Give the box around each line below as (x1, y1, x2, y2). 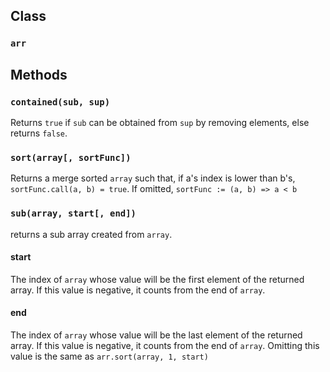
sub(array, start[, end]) (10, 208, 137, 219)
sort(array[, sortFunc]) (10, 152, 132, 163)
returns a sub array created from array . (10, 228, 173, 240)
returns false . (10, 127, 68, 139)
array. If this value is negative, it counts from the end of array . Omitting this (10, 340, 320, 351)
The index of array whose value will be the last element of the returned (10, 329, 303, 341)
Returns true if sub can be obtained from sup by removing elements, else (10, 117, 310, 128)
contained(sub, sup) (10, 96, 111, 108)
